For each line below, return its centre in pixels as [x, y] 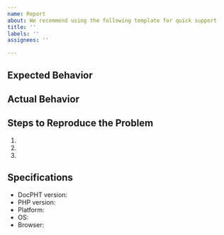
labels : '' [23, 34]
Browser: [31, 224]
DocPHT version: [43, 195]
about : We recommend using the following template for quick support [112, 21]
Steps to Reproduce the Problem [80, 124]
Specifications [40, 178]
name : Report [27, 14]
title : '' [22, 27]
